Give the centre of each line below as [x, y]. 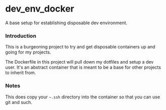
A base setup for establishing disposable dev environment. [66, 23]
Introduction [21, 36]
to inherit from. [21, 73]
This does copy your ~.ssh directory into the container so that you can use [83, 97]
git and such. [19, 102]
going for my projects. [28, 52]
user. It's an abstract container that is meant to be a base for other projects [83, 67]
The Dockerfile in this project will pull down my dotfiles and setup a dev [79, 62]
